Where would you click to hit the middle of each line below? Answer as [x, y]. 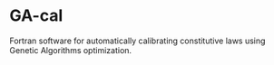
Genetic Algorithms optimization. [71, 50]
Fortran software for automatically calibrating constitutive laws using [137, 41]
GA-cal [36, 16]
